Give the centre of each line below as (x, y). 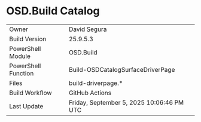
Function (22, 73)
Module (20, 56)
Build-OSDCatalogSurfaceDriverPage (122, 69)
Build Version (28, 39)
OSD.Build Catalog (53, 11)
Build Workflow (31, 93)
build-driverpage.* (96, 83)
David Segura (88, 29)
